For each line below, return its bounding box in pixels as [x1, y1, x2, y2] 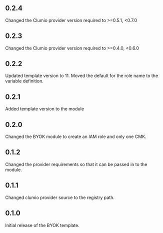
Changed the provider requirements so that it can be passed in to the [5, 161, 147, 167]
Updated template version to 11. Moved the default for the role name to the [5, 72, 158, 79]
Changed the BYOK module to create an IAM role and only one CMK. [5, 133, 146, 139]
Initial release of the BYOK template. [5, 222, 79, 228]
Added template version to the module [5, 106, 84, 112]
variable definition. [5, 78, 44, 84]
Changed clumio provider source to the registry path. [5, 194, 115, 200]
